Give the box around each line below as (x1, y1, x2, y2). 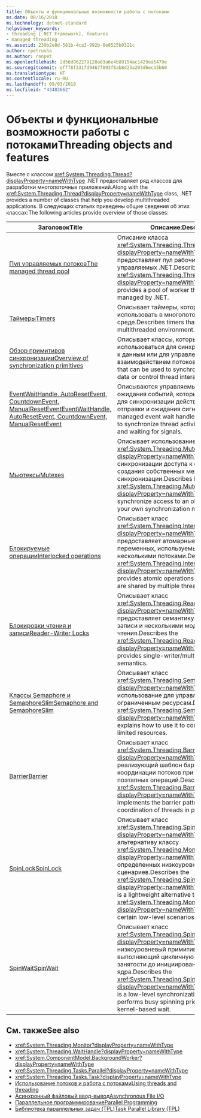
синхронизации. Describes (117, 474, 193, 483)
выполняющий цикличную (117, 953, 194, 961)
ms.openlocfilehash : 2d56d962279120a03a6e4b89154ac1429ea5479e (6, 59, 167, 65)
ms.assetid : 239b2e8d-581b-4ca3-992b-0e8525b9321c (6, 43, 135, 49)
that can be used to (117, 365, 172, 373)
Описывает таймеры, (117, 303, 179, 311)
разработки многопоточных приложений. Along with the (6, 183, 148, 191)
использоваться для (117, 342, 176, 351)
